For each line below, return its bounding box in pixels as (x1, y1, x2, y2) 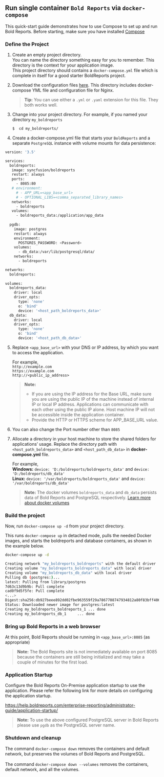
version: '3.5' (5, 149, 36, 155)
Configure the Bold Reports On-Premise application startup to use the (5, 683, 145, 688)
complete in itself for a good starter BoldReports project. (12, 73, 126, 79)
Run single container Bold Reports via (5, 4, 121, 12)
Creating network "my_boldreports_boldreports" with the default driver (5, 561, 156, 567)
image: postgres (14, 227, 47, 231)
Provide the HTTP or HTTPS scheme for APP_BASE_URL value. (31, 417, 159, 423)
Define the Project (5, 41, 49, 47)
